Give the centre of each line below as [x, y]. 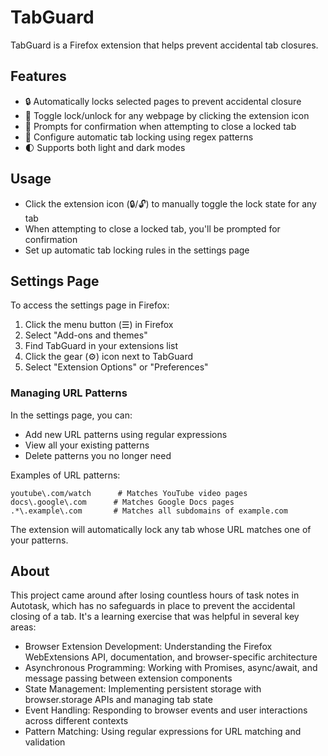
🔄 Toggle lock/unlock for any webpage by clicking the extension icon [167, 115]
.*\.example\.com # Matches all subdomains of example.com [149, 511]
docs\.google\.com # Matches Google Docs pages [122, 502]
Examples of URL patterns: [65, 475]
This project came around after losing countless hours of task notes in [155, 595]
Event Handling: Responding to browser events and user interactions [166, 710]
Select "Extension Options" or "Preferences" [116, 367]
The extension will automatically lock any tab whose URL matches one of [161, 529]
